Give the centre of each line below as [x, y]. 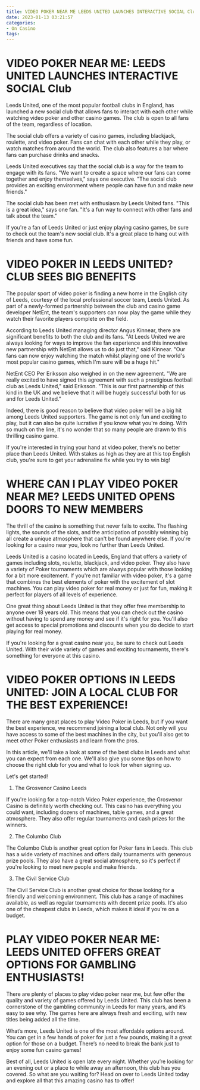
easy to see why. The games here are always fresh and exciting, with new [97, 1013]
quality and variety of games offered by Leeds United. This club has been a [99, 1000]
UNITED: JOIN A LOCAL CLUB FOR [92, 693]
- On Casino [21, 28]
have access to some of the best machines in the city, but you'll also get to [98, 734]
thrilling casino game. [32, 436]
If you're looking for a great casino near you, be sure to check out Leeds [95, 643]
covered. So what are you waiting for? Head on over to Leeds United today [98, 1074]
